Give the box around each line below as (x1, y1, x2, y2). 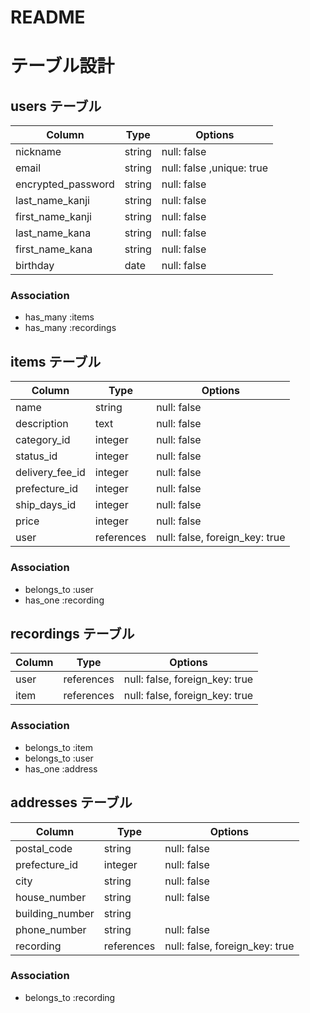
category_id (15, 433, 71, 447)
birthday (15, 259, 55, 273)
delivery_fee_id (15, 466, 86, 480)
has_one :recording (24, 594, 105, 606)
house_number (15, 890, 87, 904)
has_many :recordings (24, 322, 117, 334)
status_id (15, 449, 58, 463)
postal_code (15, 841, 73, 855)
